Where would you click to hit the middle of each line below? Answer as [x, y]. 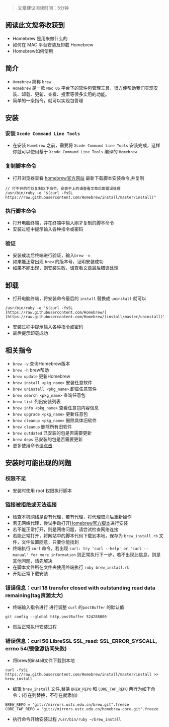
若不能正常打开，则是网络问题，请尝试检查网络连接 [65, 529]
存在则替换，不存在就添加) [50, 695]
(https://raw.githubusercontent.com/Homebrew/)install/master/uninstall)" [85, 317]
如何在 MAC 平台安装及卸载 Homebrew [53, 44]
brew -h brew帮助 [31, 370]
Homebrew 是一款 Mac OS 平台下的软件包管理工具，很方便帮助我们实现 [83, 88]
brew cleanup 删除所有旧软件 [42, 427]
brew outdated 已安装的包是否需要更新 [52, 433]
